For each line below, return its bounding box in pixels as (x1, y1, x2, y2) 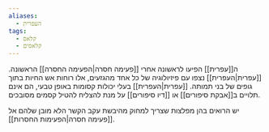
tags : (8, 27, 27, 35)
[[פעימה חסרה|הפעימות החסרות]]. (8, 114, 115, 124)
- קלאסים (15, 42, 42, 50)
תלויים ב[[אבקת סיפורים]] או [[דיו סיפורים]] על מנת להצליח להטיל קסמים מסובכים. (8, 90, 261, 100)
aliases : (8, 11, 38, 20)
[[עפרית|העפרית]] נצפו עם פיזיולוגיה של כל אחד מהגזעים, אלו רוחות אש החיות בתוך (8, 73, 262, 83)
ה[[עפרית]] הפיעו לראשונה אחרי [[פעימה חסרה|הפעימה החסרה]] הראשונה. (8, 64, 239, 74)
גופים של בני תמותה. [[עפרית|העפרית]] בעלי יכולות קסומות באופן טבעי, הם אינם (8, 82, 253, 92)
